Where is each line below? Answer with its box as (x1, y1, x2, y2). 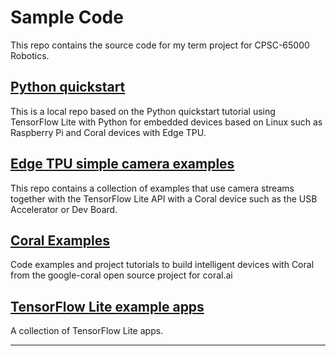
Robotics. (10, 49, 50, 61)
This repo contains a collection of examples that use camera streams (10, 182, 295, 194)
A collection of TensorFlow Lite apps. (10, 325, 164, 337)
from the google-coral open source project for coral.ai (10, 269, 233, 281)
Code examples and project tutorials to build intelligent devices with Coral (10, 259, 315, 271)
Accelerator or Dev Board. (10, 203, 118, 215)
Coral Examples (10, 232, 110, 249)
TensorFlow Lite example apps (10, 298, 205, 315)
